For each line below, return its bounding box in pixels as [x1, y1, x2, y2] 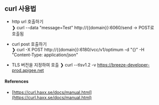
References [4, 79, 29, 84]
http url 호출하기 [11, 19, 44, 24]
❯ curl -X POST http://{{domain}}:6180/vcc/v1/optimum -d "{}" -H [11, 46, 145, 52]
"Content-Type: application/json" [11, 52, 78, 58]
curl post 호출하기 [11, 41, 47, 47]
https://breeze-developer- [97, 62, 150, 67]
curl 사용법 [4, 4, 36, 13]
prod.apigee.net [11, 67, 45, 73]
